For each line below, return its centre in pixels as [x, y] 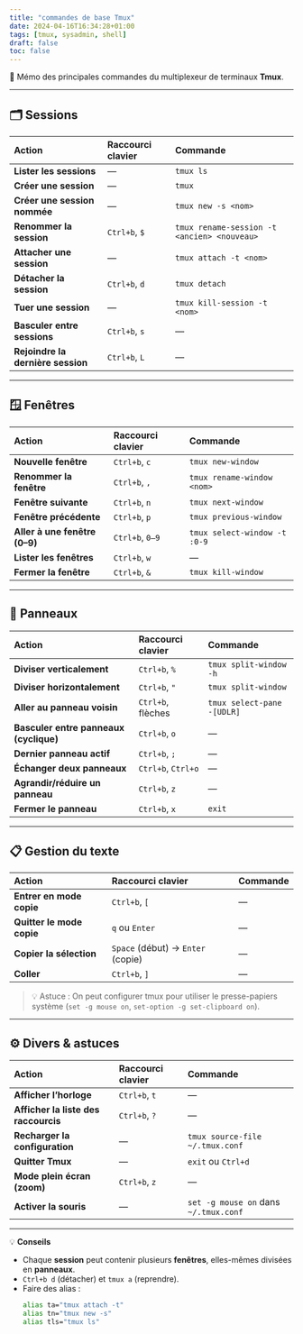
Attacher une [43, 251]
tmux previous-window [235, 516]
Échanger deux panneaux [70, 768]
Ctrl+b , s [126, 331]
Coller [27, 974]
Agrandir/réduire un [57, 782]
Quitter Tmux [43, 1162]
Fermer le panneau [55, 809]
